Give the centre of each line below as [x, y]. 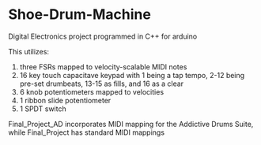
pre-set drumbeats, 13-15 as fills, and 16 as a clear [102, 84]
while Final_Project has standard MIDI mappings [86, 132]
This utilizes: [29, 51]
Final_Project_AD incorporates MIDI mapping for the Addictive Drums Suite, [131, 124]
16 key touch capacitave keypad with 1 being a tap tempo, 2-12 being [132, 75]
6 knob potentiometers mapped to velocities [92, 91]
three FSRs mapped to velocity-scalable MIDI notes [103, 67]
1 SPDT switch [43, 109]
